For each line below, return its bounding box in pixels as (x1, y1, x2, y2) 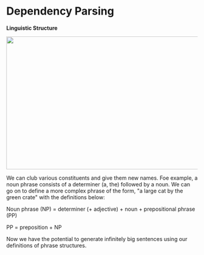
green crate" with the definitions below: (6, 193, 105, 201)
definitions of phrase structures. (6, 242, 87, 249)
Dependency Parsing (6, 4, 114, 18)
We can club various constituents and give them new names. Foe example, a (6, 174, 198, 182)
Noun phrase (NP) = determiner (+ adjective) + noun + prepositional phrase (6, 205, 195, 212)
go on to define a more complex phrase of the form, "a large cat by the (6, 187, 183, 194)
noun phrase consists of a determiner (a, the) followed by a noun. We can (6, 180, 191, 188)
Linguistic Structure (6, 24, 58, 32)
